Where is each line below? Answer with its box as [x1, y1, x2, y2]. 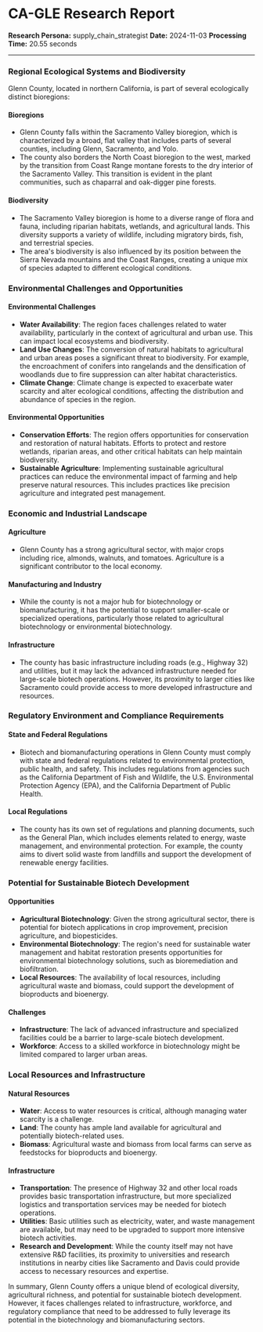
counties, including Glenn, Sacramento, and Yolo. [19, 144, 178, 154]
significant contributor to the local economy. [19, 562, 163, 571]
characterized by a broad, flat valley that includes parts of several [19, 136, 232, 145]
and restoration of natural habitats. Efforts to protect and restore [19, 438, 227, 447]
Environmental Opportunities [8, 413, 105, 422]
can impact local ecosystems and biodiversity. [19, 336, 170, 345]
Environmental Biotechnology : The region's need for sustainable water [19, 939, 251, 948]
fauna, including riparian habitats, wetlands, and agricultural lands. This [19, 221, 250, 231]
